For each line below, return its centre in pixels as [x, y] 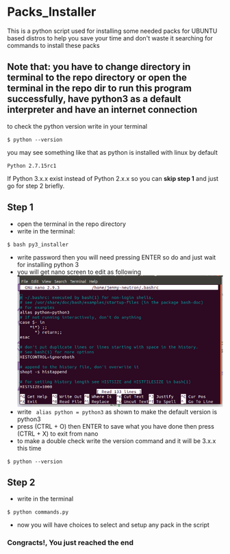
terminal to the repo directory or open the [97, 78]
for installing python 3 [48, 264]
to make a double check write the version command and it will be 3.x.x [116, 441]
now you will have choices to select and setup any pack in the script [113, 525]
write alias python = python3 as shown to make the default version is [117, 412]
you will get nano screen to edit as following [79, 272]
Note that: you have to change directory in [99, 67]
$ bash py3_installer [38, 244]
